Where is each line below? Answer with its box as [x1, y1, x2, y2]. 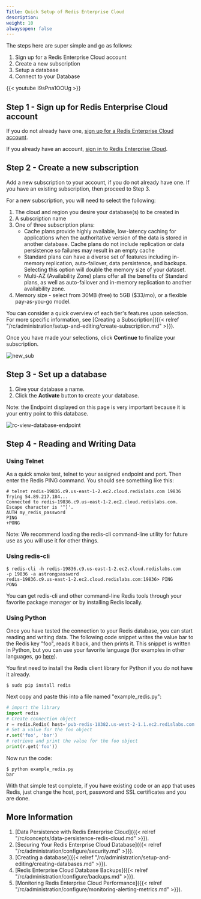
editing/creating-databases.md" [14, 860, 95, 867]
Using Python [6, 613, 47, 622]
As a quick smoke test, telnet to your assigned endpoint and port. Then [6, 470, 182, 478]
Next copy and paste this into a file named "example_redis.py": [6, 693, 162, 700]
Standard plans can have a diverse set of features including [23, 253, 171, 260]
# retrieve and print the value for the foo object [6, 738, 138, 744]
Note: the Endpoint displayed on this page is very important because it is [6, 403, 186, 411]
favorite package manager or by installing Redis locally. [6, 598, 143, 606]
